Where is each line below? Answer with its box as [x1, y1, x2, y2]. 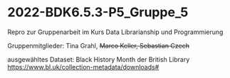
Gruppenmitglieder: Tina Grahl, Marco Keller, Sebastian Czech [7, 41, 190, 50]
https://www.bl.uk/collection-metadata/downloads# [7, 62, 160, 71]
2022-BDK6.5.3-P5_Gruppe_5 [7, 4, 189, 21]
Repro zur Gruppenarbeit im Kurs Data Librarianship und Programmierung [7, 28, 224, 36]
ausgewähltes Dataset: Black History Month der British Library [7, 55, 190, 64]
